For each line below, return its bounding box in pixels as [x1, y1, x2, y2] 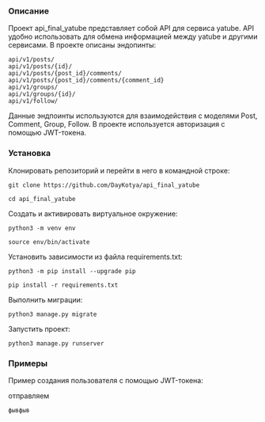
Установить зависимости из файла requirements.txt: [8, 252, 183, 261]
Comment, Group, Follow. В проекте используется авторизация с [8, 120, 225, 129]
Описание [8, 6, 50, 17]
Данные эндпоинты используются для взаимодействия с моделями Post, [8, 111, 258, 120]
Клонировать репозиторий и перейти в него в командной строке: [8, 165, 230, 175]
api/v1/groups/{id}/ [8, 90, 77, 98]
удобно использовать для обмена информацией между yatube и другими [8, 32, 258, 41]
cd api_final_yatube [8, 195, 77, 203]
